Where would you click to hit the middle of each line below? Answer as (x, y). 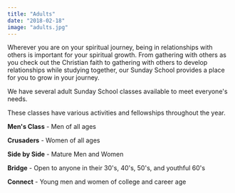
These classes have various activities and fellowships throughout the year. (116, 113)
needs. (17, 99)
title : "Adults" (31, 14)
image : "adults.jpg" (38, 27)
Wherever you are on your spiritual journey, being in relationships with (110, 48)
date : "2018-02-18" (36, 21)
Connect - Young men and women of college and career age (97, 182)
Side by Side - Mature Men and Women (66, 155)
